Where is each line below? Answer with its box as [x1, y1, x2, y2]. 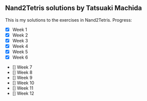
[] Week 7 [12, 64, 32, 70]
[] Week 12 [12, 91, 35, 97]
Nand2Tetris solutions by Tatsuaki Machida [5, 4, 142, 12]
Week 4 [12, 43, 28, 49]
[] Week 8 [12, 69, 33, 75]
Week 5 [12, 49, 28, 55]
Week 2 [12, 32, 28, 38]
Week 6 [12, 54, 28, 61]
